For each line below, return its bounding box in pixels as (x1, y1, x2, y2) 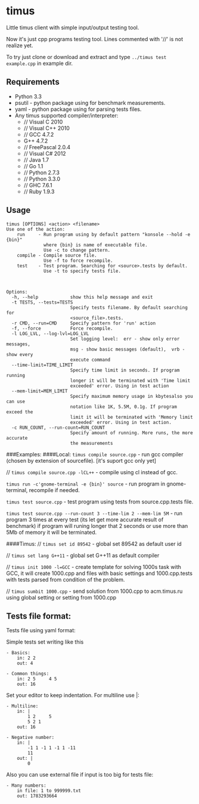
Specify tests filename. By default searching (70, 304, 188, 311)
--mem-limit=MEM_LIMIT (11, 388, 68, 394)
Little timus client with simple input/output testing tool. (6, 24, 139, 31)
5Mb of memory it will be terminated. (6, 528, 97, 536)
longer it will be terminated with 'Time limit (70, 378, 191, 384)
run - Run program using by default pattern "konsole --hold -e (17, 231, 191, 237)
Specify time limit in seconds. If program (70, 367, 180, 373)
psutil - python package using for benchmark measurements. (14, 99, 166, 106)
